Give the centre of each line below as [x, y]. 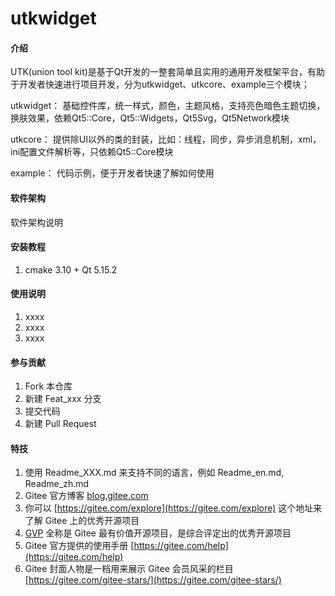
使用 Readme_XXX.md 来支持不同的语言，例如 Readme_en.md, [154, 473]
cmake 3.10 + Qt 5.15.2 [71, 269]
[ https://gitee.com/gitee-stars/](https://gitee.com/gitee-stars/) [153, 580]
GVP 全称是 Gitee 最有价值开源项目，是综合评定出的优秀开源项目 [158, 533]
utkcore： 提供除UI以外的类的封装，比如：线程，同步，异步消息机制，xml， [166, 139]
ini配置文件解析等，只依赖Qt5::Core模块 [92, 152]
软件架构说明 [36, 222]
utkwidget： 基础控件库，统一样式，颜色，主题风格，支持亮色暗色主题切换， [168, 106]
